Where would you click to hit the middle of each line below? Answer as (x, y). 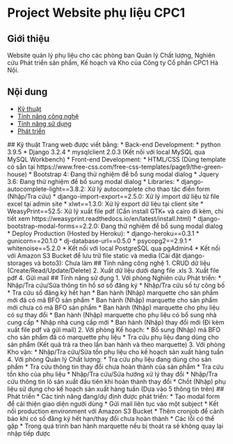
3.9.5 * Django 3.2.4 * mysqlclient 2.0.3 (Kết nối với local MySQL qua (106, 152)
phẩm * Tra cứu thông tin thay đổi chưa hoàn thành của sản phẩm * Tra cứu (115, 367)
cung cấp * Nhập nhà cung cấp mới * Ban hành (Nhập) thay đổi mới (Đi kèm (116, 322)
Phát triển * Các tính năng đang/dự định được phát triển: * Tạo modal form (114, 396)
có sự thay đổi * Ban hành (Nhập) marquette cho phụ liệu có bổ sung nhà (112, 314)
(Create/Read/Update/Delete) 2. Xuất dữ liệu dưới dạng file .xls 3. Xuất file (113, 270)
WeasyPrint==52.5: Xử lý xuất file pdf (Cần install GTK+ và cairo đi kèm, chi (115, 211)
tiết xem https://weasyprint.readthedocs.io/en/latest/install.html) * (102, 218)
